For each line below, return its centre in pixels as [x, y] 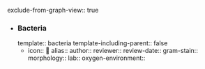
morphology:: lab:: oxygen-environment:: [86, 58]
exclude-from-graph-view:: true [53, 10]
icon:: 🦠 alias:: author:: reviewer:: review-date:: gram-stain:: [113, 51]
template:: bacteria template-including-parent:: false [92, 43]
